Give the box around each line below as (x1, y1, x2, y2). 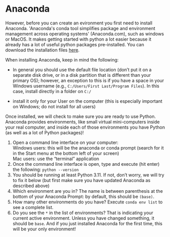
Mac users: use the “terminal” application (12, 156, 99, 162)
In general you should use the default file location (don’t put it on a (12, 67, 152, 73)
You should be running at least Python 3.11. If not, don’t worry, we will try (12, 171, 164, 178)
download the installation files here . (5, 47, 80, 53)
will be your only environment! (12, 226, 76, 232)
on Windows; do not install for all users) (12, 103, 96, 109)
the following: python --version (12, 166, 79, 172)
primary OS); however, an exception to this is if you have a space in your (12, 77, 164, 83)
